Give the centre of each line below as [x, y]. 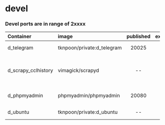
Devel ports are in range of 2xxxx [45, 24]
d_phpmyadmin [25, 96]
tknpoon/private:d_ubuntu [88, 112]
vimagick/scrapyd [79, 71]
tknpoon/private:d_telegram [90, 48]
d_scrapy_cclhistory [30, 71]
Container [20, 36]
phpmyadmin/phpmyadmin [89, 96]
